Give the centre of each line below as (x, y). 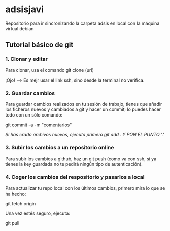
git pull (12, 223)
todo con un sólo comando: (34, 114)
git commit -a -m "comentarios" (39, 125)
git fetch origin (21, 203)
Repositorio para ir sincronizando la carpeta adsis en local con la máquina (82, 23)
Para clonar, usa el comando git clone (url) (49, 70)
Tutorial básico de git (39, 45)
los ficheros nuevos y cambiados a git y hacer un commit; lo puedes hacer (83, 109)
